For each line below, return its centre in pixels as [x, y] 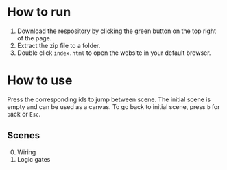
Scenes [23, 135]
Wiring [26, 152]
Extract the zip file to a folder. [59, 45]
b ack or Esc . [24, 114]
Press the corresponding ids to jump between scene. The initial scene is [109, 99]
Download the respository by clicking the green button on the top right [116, 31]
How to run [39, 12]
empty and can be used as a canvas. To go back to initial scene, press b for [113, 106]
